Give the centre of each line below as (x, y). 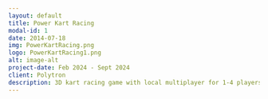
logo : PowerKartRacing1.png (55, 53)
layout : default (35, 16)
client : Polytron (37, 75)
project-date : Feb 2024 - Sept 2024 (69, 68)
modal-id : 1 (28, 30)
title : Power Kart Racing (51, 23)
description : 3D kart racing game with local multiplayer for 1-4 (121, 82)
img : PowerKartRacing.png (51, 46)
